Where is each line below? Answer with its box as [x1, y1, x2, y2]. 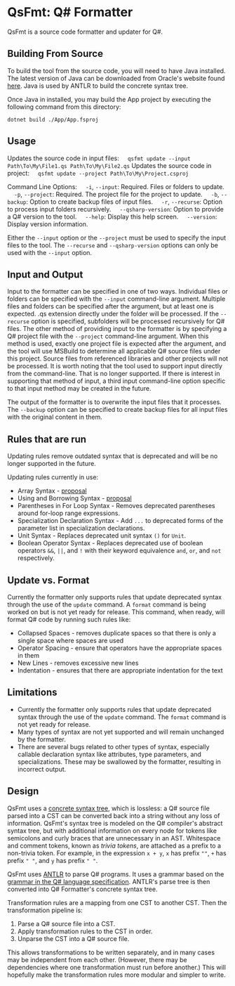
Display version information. [7, 219, 88, 228]
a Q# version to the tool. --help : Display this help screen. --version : [7, 212, 217, 221]
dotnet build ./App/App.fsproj [7, 116, 99, 123]
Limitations [7, 687, 58, 699]
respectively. [17, 554, 55, 562]
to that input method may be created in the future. [7, 384, 152, 393]
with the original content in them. [7, 413, 103, 422]
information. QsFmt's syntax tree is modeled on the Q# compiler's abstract [7, 819, 223, 827]
